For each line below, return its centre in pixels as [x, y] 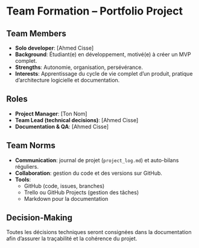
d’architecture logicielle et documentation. [67, 80]
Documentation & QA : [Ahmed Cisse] [62, 126]
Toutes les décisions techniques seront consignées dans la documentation [99, 232]
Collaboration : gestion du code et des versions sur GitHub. [89, 173]
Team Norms [31, 145]
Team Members [36, 34]
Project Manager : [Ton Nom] [51, 114]
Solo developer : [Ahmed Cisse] [54, 48]
